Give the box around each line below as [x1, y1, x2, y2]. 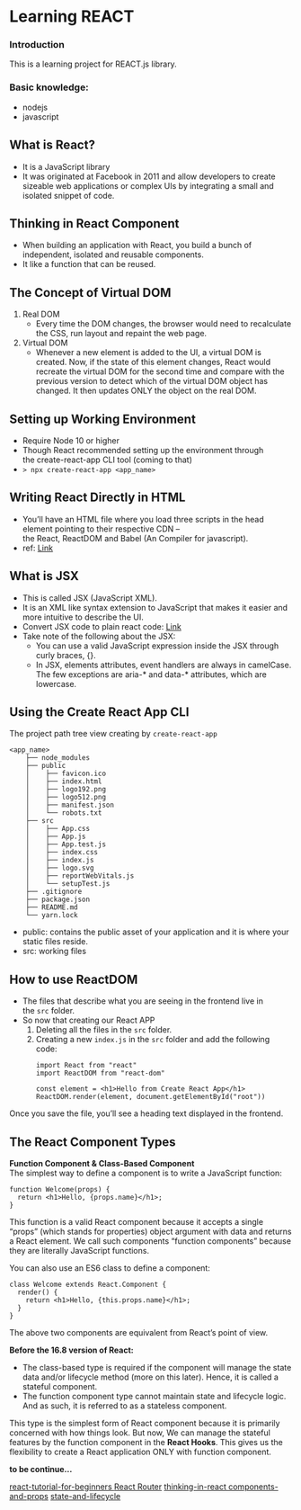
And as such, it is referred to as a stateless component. [22, 1400, 227, 1411]
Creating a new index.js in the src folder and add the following [35, 1034, 270, 1045]
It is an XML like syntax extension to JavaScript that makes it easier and [22, 602, 288, 612]
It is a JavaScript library [22, 161, 111, 172]
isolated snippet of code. [22, 190, 115, 201]
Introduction [9, 39, 65, 51]
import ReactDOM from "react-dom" [35, 1068, 165, 1078]
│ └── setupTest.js [25, 880, 111, 889]
